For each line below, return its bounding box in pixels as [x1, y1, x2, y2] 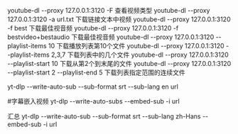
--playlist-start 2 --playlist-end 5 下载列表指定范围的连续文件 [7, 68, 186, 77]
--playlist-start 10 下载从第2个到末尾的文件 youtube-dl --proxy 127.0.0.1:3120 [7, 60, 232, 67]
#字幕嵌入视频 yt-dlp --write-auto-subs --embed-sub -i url [7, 97, 180, 105]
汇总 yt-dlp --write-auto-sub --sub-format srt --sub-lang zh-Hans [7, 112, 201, 121]
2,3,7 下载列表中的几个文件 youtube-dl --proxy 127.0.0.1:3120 [50, 50, 229, 59]
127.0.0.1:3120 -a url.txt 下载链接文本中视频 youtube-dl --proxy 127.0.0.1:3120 [7, 15, 231, 23]
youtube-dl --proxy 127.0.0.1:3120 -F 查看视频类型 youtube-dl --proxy [7, 6, 210, 14]
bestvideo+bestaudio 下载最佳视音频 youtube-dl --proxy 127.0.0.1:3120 [7, 33, 215, 41]
